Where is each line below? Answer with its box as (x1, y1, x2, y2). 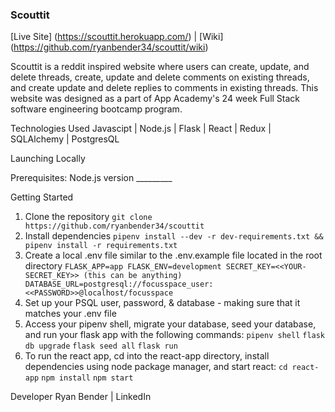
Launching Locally (10, 153, 86, 165)
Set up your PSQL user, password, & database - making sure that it (24, 297, 301, 309)
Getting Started (10, 191, 74, 203)
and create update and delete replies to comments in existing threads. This (10, 82, 319, 94)
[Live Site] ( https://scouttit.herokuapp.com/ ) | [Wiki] (10, 31, 224, 43)
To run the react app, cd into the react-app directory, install (24, 350, 270, 362)
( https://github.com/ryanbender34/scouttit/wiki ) (10, 41, 209, 53)
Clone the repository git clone (24, 211, 153, 223)
